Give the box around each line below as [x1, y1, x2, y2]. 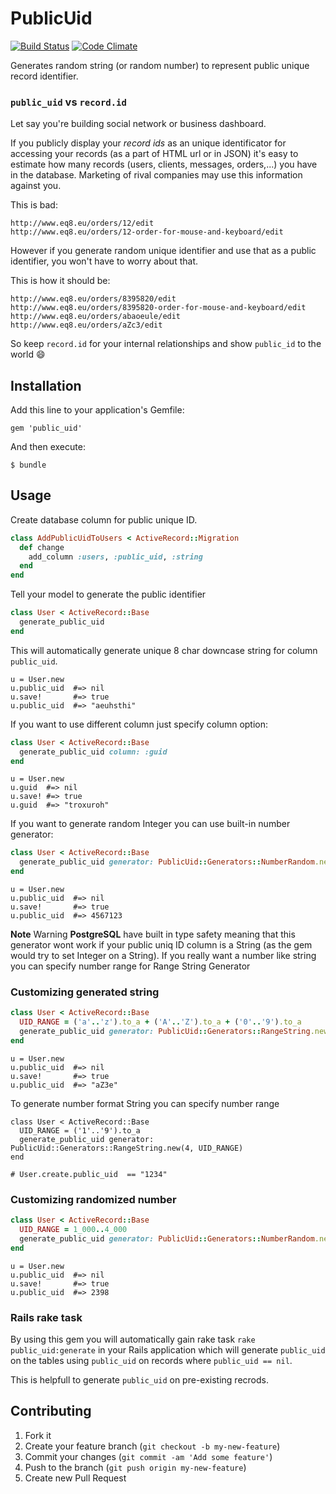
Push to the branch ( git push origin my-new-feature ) [24, 1461, 247, 1473]
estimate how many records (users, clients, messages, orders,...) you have [10, 158, 318, 171]
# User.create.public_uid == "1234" [10, 1169, 168, 1179]
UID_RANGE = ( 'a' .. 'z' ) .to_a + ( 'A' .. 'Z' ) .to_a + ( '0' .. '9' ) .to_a [19, 1017, 302, 1027]
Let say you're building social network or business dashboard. [10, 118, 267, 130]
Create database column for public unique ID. [10, 513, 198, 526]
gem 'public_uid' [10, 423, 83, 434]
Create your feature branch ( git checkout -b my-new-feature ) [24, 1440, 281, 1452]
